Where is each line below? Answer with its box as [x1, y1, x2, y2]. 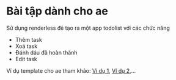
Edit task [15, 55, 38, 62]
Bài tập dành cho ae [6, 4, 108, 18]
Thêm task [15, 36, 43, 43]
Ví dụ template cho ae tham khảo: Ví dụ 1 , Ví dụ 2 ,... [6, 67, 136, 74]
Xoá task [15, 42, 38, 50]
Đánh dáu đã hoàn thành [15, 48, 78, 56]
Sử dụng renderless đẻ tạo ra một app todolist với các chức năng [6, 24, 170, 32]
